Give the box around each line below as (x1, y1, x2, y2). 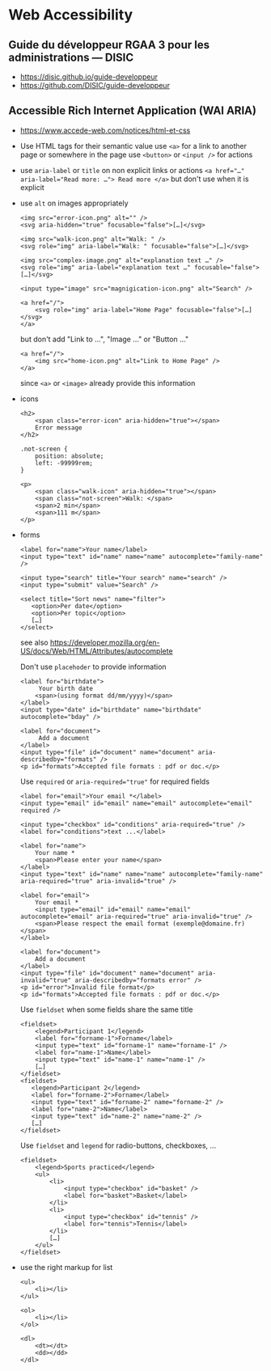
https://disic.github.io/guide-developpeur (19, 72, 158, 82)
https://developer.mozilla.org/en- (49, 637, 160, 647)
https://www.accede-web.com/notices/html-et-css (19, 125, 191, 135)
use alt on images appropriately (19, 198, 129, 208)
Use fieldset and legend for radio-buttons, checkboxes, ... (19, 1140, 217, 1150)
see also (19, 637, 49, 647)
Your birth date (38, 684, 93, 692)
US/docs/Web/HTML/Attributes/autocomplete (19, 645, 173, 656)
